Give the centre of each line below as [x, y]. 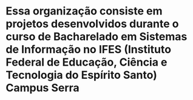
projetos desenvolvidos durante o [93, 24]
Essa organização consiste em [84, 11]
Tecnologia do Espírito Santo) [81, 75]
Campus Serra [42, 88]
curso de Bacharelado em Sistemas [96, 37]
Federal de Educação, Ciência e [86, 62]
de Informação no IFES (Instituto [88, 50]
